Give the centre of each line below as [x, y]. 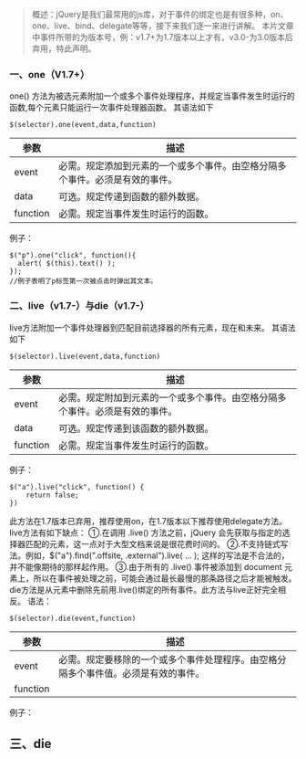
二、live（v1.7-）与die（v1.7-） [80, 306]
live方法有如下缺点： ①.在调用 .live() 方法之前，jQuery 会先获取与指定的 [146, 532]
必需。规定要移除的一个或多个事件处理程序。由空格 [168, 659]
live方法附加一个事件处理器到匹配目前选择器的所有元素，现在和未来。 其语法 [153, 327]
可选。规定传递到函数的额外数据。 [132, 197]
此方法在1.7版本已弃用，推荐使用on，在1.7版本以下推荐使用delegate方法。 [148, 521]
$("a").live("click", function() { [77, 487]
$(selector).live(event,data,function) [85, 356]
